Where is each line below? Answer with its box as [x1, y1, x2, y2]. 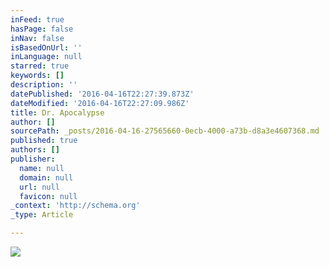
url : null [19, 182, 60, 192]
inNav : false [10, 33, 65, 43]
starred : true [10, 61, 70, 71]
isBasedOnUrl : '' [10, 42, 83, 53]
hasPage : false [10, 24, 74, 34]
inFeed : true [10, 14, 65, 25]
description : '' [10, 80, 78, 90]
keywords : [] [10, 71, 65, 81]
